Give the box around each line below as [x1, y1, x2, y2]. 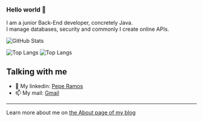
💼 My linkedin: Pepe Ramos [14, 83, 83, 90]
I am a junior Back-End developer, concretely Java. [6, 19, 133, 27]
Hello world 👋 [6, 5, 47, 14]
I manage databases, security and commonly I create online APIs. [6, 25, 169, 33]
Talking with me [6, 66, 68, 77]
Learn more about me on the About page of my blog [6, 109, 136, 117]
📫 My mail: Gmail [14, 89, 59, 97]
